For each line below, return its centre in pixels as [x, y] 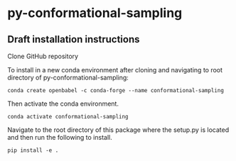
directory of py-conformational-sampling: [68, 77]
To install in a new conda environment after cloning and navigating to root [115, 70]
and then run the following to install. [60, 137]
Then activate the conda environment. [63, 104]
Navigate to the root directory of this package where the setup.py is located [118, 130]
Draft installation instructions [74, 39]
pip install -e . [33, 150]
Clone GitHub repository [43, 56]
